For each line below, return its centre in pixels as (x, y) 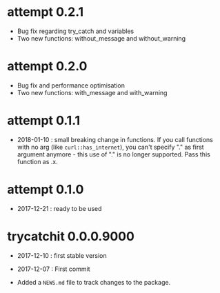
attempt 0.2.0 (47, 67)
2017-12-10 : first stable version (62, 255)
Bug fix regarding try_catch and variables (76, 31)
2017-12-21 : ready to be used (59, 208)
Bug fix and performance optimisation (71, 85)
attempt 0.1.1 (44, 121)
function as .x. (37, 161)
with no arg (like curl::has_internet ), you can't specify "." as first (111, 147)
